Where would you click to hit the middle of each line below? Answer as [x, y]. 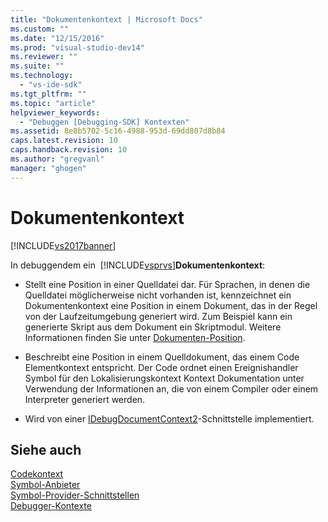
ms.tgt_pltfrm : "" [48, 94]
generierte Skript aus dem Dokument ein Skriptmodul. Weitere [153, 327]
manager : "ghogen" [48, 168]
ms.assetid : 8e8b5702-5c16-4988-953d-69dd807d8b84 [118, 131]
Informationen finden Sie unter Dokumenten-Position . [135, 337]
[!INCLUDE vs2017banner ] [63, 245]
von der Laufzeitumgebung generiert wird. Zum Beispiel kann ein [158, 316]
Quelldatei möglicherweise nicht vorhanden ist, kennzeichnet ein [158, 295]
